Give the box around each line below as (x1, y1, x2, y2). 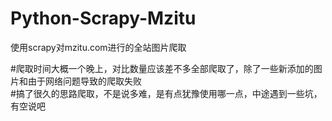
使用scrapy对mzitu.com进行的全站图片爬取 (10, 41, 187, 53)
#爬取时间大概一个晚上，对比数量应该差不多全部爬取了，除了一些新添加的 (10, 62, 314, 74)
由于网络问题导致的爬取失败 (27, 75, 142, 87)
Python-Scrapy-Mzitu (10, 7, 197, 30)
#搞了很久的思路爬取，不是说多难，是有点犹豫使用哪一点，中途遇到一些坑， (10, 87, 323, 99)
